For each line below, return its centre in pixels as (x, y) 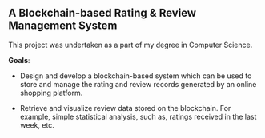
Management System (63, 26)
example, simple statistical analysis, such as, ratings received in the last (138, 116)
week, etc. (37, 125)
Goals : (19, 60)
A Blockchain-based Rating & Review (102, 13)
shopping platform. (51, 93)
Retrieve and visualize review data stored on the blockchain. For (125, 108)
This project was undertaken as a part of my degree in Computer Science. (130, 45)
